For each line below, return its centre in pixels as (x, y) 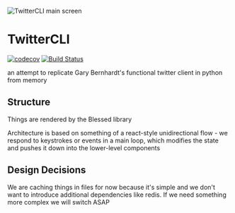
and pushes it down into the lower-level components (84, 147)
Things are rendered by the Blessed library (70, 119)
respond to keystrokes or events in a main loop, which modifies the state (113, 140)
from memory (27, 80)
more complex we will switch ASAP (58, 202)
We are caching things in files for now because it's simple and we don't (111, 187)
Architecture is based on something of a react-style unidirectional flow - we (117, 133)
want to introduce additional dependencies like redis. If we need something (117, 195)
